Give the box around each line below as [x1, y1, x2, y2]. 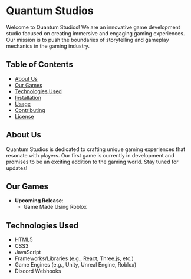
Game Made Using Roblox [23, 203, 87, 211]
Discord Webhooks [14, 267, 61, 275]
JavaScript [14, 249, 41, 256]
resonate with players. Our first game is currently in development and [6, 152, 174, 159]
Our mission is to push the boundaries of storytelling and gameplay [6, 36, 169, 43]
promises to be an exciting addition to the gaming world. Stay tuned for [6, 158, 179, 165]
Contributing [14, 106, 45, 113]
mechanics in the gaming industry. [6, 42, 90, 50]
